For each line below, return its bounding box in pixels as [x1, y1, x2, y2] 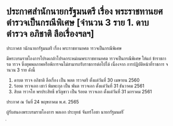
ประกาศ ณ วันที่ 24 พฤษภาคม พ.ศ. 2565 [6, 98, 79, 105]
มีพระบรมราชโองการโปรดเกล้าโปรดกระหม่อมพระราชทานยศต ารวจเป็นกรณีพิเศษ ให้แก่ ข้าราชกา [6, 55, 166, 61]
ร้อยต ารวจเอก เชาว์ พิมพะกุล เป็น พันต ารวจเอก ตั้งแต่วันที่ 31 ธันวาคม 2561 [13, 83, 145, 89]
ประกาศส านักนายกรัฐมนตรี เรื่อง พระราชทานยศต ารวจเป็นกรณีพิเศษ [6, 45, 122, 51]
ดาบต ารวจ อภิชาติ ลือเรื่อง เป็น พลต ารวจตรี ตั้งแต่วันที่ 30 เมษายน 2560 [13, 77, 140, 83]
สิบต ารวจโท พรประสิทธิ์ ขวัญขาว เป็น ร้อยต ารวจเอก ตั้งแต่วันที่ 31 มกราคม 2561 [13, 88, 152, 94]
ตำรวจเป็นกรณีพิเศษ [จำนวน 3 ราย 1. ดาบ [6, 17, 149, 29]
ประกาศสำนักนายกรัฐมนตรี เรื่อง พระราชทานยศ [6, 6, 163, 17]
